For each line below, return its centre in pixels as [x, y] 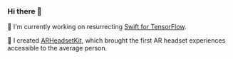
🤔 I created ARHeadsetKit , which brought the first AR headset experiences [116, 41]
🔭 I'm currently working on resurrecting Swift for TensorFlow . [97, 27]
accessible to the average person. [57, 48]
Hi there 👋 [25, 11]
